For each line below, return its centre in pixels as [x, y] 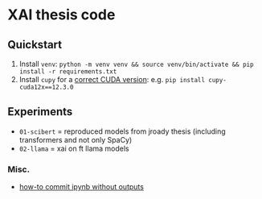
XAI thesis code [61, 15]
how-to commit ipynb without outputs [81, 187]
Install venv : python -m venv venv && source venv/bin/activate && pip [136, 64]
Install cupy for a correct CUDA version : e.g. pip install [112, 79]
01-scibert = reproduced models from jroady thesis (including [122, 131]
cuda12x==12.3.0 [46, 87]
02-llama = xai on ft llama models [74, 148]
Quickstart [35, 45]
